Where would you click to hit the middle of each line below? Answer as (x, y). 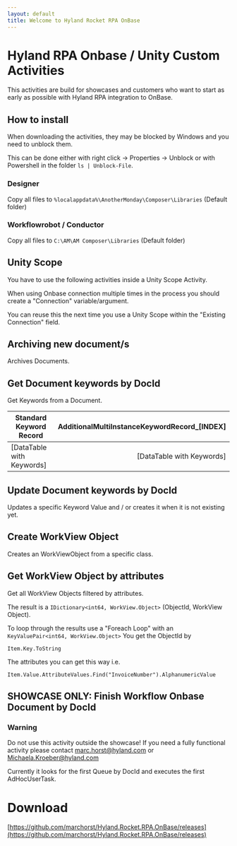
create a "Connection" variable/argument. (68, 300)
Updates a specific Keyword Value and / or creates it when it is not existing (116, 507)
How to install (38, 120)
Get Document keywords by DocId (84, 383)
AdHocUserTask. (32, 779)
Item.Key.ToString (34, 648)
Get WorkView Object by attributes (86, 576)
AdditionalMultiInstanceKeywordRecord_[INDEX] (142, 427)
